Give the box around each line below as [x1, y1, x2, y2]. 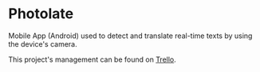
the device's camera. [8, 39, 77, 48]
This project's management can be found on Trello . [8, 55, 177, 64]
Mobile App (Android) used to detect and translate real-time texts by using [8, 31, 253, 40]
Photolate [8, 5, 74, 23]
